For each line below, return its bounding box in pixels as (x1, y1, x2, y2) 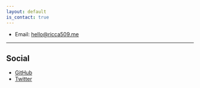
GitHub (14, 69, 33, 76)
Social (6, 53, 30, 63)
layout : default (6, 8, 46, 15)
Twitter (14, 76, 33, 83)
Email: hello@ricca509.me (14, 30, 79, 37)
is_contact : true (6, 14, 49, 20)
